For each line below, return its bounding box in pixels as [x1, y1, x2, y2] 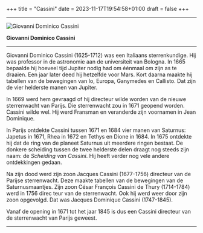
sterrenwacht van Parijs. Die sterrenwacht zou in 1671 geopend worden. [6, 102, 185, 109]
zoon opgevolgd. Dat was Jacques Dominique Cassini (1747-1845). [6, 196, 173, 203]
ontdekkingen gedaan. [6, 159, 62, 166]
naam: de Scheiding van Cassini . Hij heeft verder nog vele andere [6, 153, 170, 159]
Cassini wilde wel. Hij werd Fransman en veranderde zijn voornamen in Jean [6, 108, 196, 116]
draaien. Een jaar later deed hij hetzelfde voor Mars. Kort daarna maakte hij [6, 71, 193, 78]
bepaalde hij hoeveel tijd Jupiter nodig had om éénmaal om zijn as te [6, 65, 177, 71]
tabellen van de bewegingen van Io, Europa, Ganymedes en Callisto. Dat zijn [6, 77, 196, 84]
